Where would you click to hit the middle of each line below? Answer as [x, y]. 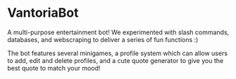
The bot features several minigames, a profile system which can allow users [117, 53]
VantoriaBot [43, 13]
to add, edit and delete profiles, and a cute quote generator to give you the [116, 60]
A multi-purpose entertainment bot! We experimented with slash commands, [118, 32]
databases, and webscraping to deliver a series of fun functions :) [103, 39]
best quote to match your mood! [54, 68]
